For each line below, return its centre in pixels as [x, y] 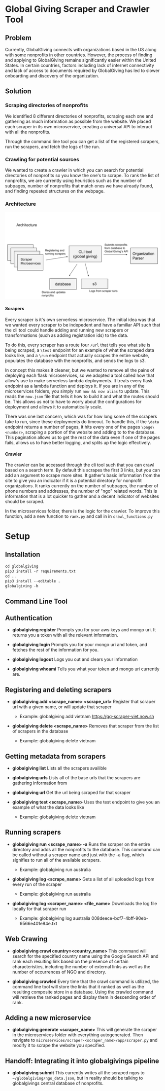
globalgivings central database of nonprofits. [58, 1083]
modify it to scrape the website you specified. [59, 1045]
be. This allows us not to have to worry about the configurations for [73, 401]
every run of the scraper [37, 884]
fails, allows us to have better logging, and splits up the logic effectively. [78, 443]
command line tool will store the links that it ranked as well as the [78, 986]
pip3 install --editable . [33, 581]
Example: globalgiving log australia [55, 918]
